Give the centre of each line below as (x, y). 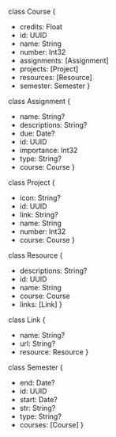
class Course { (32, 11)
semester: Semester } (55, 86)
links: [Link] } (41, 304)
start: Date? (38, 399)
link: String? (39, 215)
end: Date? (37, 383)
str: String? (37, 408)
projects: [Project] (49, 69)
